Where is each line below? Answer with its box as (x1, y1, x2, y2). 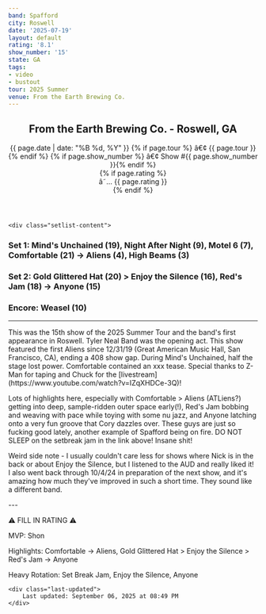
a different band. (8, 485, 63, 494)
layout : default (8, 33, 62, 42)
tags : (8, 63, 26, 71)
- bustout (8, 78, 41, 86)
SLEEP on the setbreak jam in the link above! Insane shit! (8, 436, 192, 445)
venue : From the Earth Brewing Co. (8, 93, 126, 101)
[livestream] (118, 370, 158, 379)
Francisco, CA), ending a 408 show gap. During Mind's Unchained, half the (8, 353, 253, 363)
